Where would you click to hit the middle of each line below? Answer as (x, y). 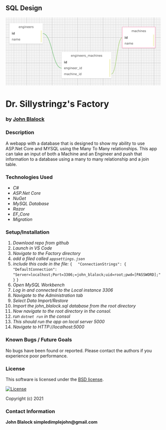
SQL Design (24, 8)
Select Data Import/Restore (40, 301)
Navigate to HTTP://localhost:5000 (49, 327)
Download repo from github (41, 243)
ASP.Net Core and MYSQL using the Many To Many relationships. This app (81, 148)
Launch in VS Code (32, 248)
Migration (22, 219)
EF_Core (21, 214)
